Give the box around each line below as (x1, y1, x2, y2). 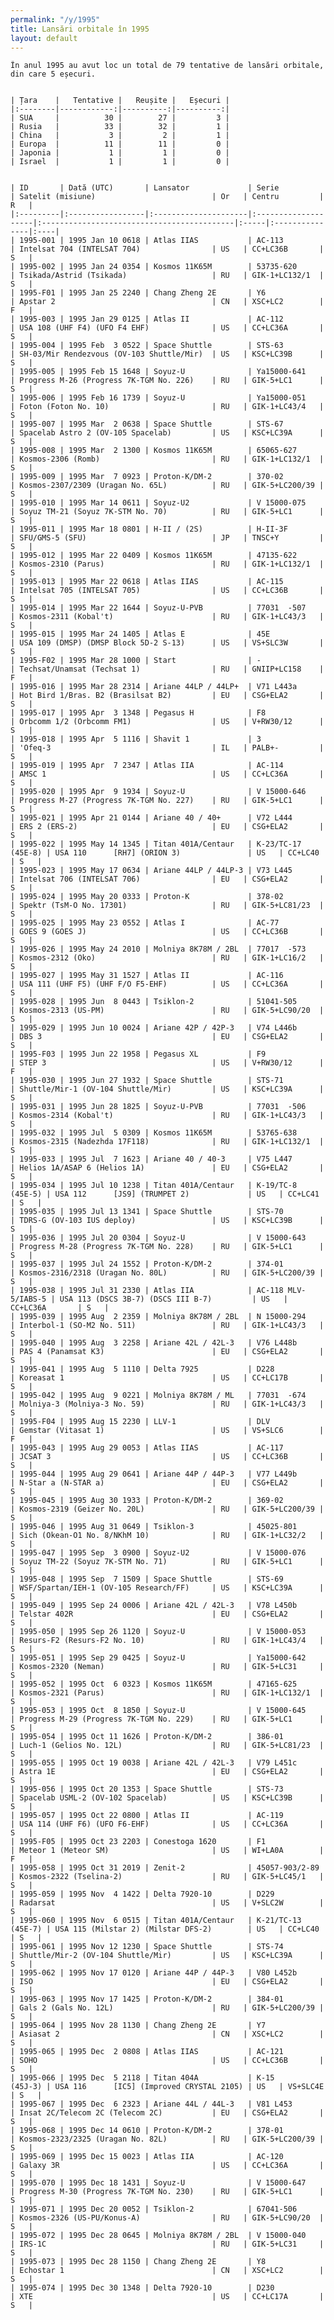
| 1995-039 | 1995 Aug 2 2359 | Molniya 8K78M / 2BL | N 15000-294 (10, 1312, 307, 1322)
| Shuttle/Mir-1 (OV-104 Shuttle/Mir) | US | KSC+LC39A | (10, 1084, 325, 1095)
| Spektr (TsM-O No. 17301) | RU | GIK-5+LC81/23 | (10, 901, 325, 911)
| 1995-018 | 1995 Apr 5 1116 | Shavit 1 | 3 (10, 734, 262, 745)
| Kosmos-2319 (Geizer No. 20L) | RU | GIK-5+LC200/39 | (10, 1504, 325, 1515)
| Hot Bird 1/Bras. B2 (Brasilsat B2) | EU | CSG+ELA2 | (10, 691, 325, 701)
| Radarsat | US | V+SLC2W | (10, 1898, 325, 1908)
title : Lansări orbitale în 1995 (10, 24, 150, 34)
